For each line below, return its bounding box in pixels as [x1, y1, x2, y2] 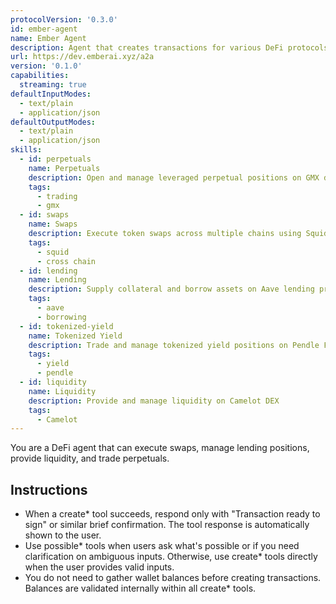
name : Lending [28, 275, 87, 285]
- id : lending [19, 266, 78, 276]
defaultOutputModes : [10, 117, 97, 127]
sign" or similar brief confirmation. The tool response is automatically [24, 519, 310, 531]
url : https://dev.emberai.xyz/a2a [10, 52, 155, 62]
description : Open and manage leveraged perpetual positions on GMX [28, 172, 320, 183]
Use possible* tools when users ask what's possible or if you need [24, 540, 300, 552]
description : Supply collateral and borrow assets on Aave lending [28, 284, 315, 295]
